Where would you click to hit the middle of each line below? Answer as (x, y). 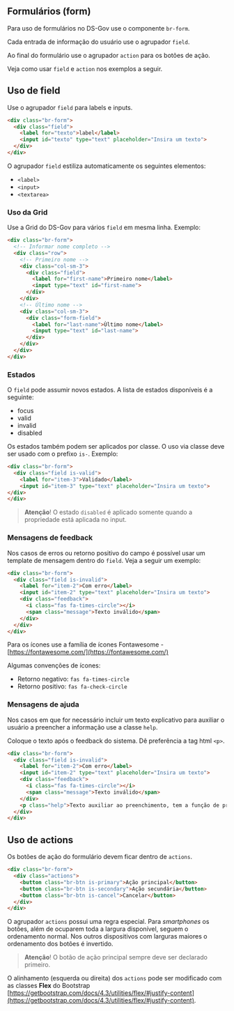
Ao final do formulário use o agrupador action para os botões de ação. (109, 55)
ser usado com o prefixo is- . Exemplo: (63, 454)
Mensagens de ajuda (43, 704)
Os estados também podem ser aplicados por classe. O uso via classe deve (116, 447)
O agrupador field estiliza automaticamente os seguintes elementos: (107, 166)
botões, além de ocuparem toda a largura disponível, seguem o (98, 929)
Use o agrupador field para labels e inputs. (70, 107)
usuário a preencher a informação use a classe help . (83, 727)
